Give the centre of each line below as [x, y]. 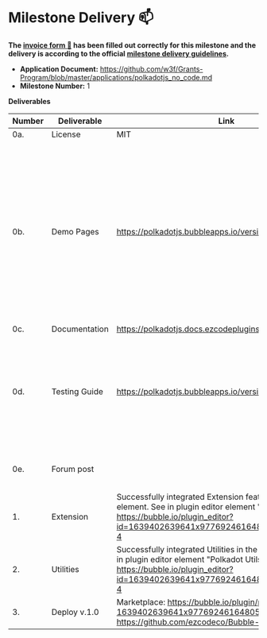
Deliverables [29, 101]
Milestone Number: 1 [54, 86]
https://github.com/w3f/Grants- [151, 69]
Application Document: [59, 69]
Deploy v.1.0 [75, 612]
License [66, 134]
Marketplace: [141, 601]
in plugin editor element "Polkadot [180, 559]
